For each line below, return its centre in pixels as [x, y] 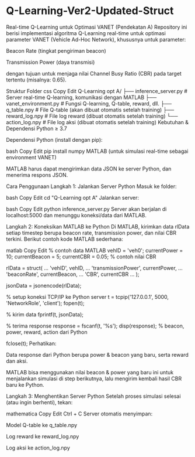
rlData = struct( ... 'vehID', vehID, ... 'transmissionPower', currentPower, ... [94, 268]
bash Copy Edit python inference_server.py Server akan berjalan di [86, 209]
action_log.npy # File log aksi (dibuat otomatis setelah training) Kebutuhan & [97, 122]
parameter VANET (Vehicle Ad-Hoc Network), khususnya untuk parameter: [96, 39]
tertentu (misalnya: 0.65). [36, 80]
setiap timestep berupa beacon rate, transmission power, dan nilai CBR [91, 233]
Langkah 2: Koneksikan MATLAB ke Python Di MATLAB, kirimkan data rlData [98, 226]
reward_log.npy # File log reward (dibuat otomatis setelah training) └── [92, 116]
